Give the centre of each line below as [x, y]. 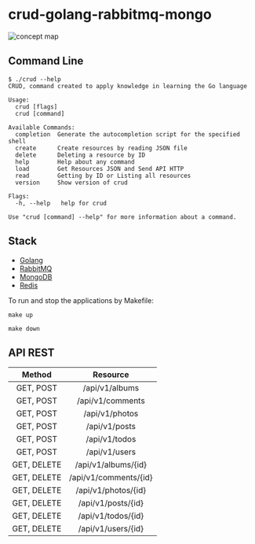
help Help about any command [75, 162]
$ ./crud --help [35, 79]
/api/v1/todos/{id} [111, 516]
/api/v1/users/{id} [111, 529]
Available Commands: [42, 128]
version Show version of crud [71, 183]
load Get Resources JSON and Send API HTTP [100, 168]
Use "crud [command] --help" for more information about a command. [122, 217]
